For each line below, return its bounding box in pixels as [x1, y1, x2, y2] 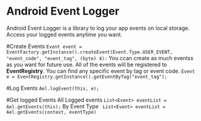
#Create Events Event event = [6, 43, 82, 50]
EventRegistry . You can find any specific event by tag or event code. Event [6, 67, 196, 74]
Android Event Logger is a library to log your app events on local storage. [6, 24, 190, 32]
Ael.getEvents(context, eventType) [6, 109, 97, 115]
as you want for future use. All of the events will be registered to [6, 61, 167, 68]
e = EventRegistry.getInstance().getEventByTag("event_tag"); [6, 74, 167, 80]
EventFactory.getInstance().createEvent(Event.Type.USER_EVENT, [6, 49, 173, 55]
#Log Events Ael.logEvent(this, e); [6, 84, 99, 92]
